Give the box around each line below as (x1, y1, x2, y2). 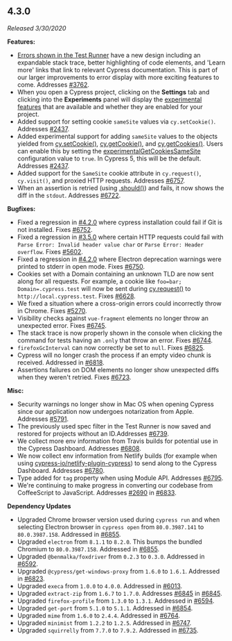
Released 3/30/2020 (7, 24, 66, 32)
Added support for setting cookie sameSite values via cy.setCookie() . (17, 117, 216, 126)
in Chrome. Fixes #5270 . (17, 306, 88, 315)
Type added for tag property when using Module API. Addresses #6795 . (17, 474, 224, 482)
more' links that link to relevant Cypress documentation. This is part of (17, 65, 218, 74)
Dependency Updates (7, 501, 71, 510)
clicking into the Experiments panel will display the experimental (17, 95, 202, 103)
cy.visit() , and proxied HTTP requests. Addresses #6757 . (17, 176, 186, 185)
